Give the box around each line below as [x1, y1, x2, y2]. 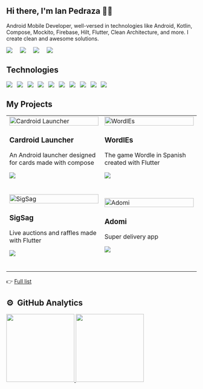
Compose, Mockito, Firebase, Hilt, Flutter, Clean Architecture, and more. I [6, 28, 188, 36]
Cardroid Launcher [9, 135, 74, 145]
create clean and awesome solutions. [6, 34, 100, 42]
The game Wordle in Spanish [105, 151, 186, 159]
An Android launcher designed [9, 151, 96, 159]
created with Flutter [105, 158, 160, 167]
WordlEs [105, 135, 134, 145]
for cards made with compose [9, 158, 95, 167]
